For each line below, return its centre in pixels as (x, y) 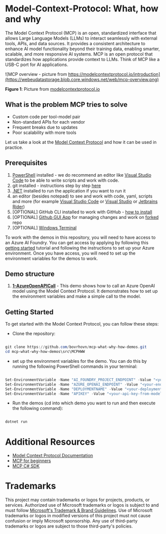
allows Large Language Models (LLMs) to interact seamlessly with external (81, 38)
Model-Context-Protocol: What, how (82, 9)
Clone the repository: (34, 334)
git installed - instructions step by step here (57, 185)
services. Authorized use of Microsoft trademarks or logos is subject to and (82, 505)
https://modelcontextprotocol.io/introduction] (114, 74)
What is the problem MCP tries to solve (66, 105)
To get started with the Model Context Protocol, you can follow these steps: (82, 324)
